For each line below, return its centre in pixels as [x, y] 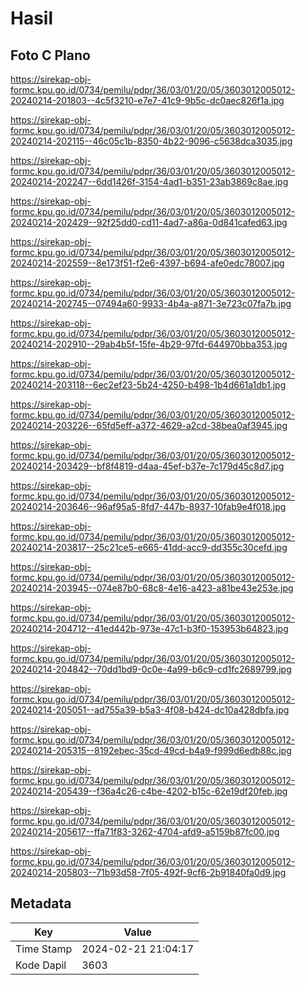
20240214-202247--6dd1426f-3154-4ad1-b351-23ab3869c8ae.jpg [149, 181]
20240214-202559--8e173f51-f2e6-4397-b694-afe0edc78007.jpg [147, 263]
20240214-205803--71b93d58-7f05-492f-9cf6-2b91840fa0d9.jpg [148, 872]
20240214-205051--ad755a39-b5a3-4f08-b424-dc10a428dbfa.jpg [150, 710]
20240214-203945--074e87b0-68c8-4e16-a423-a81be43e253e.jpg [152, 588]
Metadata [41, 903]
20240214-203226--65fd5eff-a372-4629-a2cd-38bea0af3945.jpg [149, 425]
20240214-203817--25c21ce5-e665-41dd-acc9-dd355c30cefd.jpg [149, 547]
